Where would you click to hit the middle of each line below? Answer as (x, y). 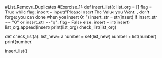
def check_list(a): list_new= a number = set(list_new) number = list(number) (81, 36)
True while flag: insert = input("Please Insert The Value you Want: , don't (77, 12)
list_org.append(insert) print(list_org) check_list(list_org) (61, 27)
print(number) (19, 42)
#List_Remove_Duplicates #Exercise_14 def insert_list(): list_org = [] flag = (79, 7)
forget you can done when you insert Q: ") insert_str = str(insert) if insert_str (81, 17)
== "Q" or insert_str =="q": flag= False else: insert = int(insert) (67, 22)
